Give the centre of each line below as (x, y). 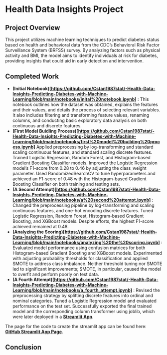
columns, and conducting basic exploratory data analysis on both (80, 120)
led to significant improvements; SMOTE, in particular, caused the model (86, 269)
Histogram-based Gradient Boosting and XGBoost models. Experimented (87, 253)
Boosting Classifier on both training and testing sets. (66, 184)
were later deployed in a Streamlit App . (53, 317)
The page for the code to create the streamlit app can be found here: (76, 326)
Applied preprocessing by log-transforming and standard (95, 147)
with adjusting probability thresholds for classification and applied (80, 258)
